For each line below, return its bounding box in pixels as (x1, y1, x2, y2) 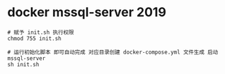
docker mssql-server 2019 (7, 4, 166, 20)
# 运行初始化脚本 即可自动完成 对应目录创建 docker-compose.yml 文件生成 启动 (7, 49, 219, 56)
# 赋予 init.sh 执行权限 (7, 29, 74, 36)
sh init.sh (7, 61, 40, 68)
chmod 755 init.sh (7, 35, 62, 42)
